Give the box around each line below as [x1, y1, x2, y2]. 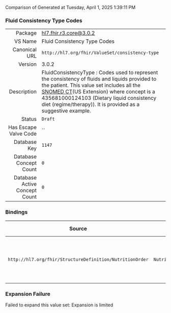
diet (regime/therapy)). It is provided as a [41, 101, 140, 108]
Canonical [12, 46, 37, 53]
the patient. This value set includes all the [41, 82, 141, 89]
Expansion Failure [5, 290, 51, 297]
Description [9, 88, 37, 95]
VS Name [14, 38, 37, 45]
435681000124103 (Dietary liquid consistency [41, 94, 157, 101]
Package [15, 30, 37, 37]
